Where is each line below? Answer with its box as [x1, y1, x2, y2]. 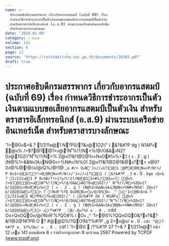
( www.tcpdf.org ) [5, 235, 39, 241]
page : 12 [5, 50, 24, 55]
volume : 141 [5, 40, 30, 45]
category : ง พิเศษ [5, 36, 40, 41]
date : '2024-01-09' [5, 31, 46, 36]
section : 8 [5, 45, 28, 50]
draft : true [5, 59, 30, 64]
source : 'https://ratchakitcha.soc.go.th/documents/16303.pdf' [5, 54, 141, 60]
